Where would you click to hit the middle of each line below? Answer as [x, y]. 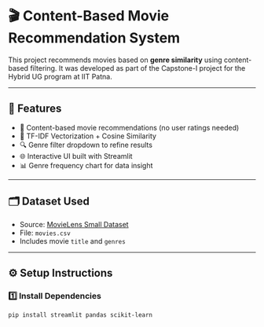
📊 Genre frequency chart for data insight [86, 165]
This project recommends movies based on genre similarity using [115, 60]
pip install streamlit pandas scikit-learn [81, 315]
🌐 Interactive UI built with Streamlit [76, 156]
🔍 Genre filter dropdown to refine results [86, 145]
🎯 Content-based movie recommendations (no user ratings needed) [129, 127]
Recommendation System [94, 38]
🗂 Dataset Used [49, 202]
